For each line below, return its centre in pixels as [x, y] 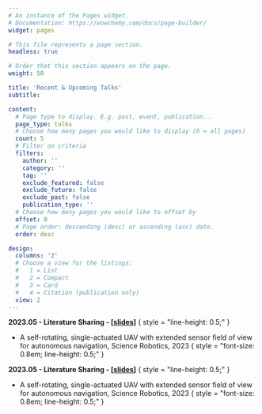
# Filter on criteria [51, 146]
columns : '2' [37, 256]
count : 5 [30, 139]
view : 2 [28, 300]
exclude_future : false [60, 190]
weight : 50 [26, 73]
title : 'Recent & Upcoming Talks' [65, 88]
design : [21, 248]
